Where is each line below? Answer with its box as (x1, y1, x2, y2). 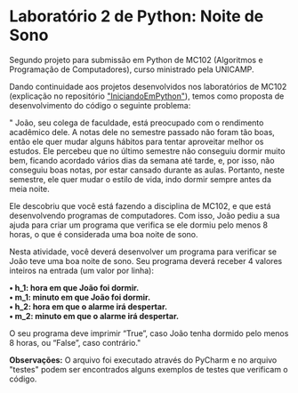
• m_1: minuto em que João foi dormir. (9, 292, 151, 302)
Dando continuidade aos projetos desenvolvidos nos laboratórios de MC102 (9, 81, 287, 92)
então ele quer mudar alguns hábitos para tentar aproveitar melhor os (9, 136, 264, 147)
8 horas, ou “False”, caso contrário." (9, 337, 141, 348)
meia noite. (9, 183, 51, 194)
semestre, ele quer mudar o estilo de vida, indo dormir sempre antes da (9, 173, 271, 184)
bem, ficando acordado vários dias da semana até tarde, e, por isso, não (9, 155, 275, 165)
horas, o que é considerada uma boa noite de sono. (9, 229, 198, 239)
